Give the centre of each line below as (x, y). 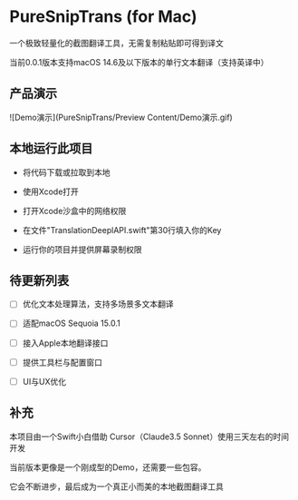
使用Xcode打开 (51, 191)
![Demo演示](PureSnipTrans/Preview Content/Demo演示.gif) (121, 117)
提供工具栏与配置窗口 (62, 362)
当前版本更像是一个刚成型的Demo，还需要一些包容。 (108, 467)
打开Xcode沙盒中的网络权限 (74, 211)
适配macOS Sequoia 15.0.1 (71, 323)
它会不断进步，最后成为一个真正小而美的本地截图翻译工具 (116, 486)
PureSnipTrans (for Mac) (103, 17)
